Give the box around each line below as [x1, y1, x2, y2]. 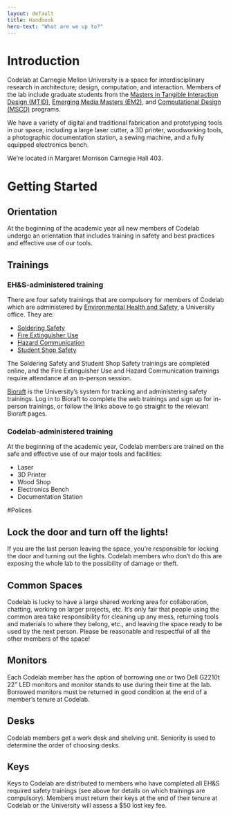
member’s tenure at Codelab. [7, 695, 90, 703]
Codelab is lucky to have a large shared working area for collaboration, [7, 597, 209, 606]
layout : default [7, 10, 54, 17]
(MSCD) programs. [7, 105, 61, 114]
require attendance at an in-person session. [7, 374, 132, 382]
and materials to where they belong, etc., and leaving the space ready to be [7, 619, 223, 628]
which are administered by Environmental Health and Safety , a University [7, 303, 215, 311]
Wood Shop [17, 478, 51, 486]
